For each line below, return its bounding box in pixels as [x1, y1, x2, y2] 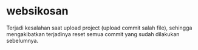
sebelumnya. [6, 37, 38, 44]
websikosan [6, 4, 69, 18]
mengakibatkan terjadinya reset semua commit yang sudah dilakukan [6, 30, 180, 37]
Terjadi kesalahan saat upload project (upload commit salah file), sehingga [6, 24, 193, 31]
